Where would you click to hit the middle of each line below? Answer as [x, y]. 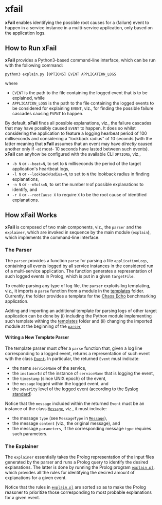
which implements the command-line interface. [52, 237]
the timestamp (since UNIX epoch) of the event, [59, 379]
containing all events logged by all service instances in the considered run [79, 266]
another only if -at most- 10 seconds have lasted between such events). [77, 149]
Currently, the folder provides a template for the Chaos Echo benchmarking [81, 296]
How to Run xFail [31, 48]
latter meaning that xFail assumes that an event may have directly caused [79, 144]
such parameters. [30, 434]
